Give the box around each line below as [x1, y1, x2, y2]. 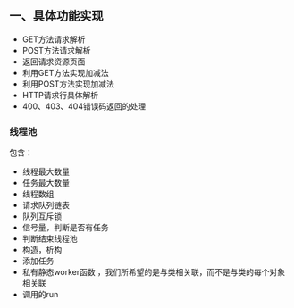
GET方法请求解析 [21, 34, 86, 45]
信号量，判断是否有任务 [21, 222, 109, 233]
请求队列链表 [21, 200, 70, 211]
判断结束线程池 [21, 233, 78, 244]
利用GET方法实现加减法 [21, 67, 109, 78]
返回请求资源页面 [21, 56, 86, 67]
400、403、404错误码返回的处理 [21, 101, 146, 112]
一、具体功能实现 [9, 8, 104, 24]
